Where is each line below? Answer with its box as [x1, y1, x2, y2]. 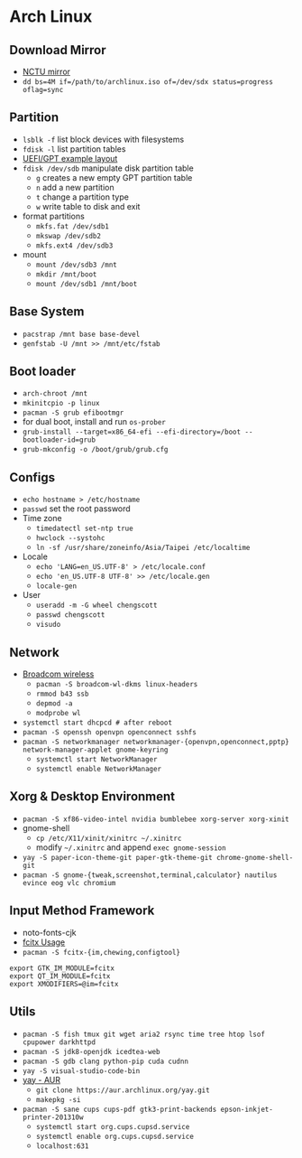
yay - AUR [22, 1074, 61, 1085]
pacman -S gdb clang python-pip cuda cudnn [22, 1057, 189, 1066]
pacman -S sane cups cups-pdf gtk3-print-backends [22, 1105, 217, 1114]
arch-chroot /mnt [22, 389, 88, 398]
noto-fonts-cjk [22, 927, 77, 938]
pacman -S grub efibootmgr [22, 408, 124, 417]
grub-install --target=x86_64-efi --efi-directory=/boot [22, 427, 242, 437]
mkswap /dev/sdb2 [35, 231, 102, 240]
